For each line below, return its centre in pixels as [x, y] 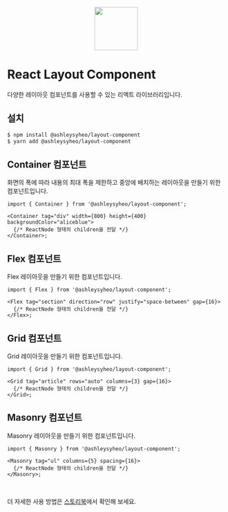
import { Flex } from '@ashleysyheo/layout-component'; [89, 290]
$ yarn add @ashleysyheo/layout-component [69, 141]
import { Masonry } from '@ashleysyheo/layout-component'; [94, 449]
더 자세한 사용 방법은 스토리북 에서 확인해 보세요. [72, 501]
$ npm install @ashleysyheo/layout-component [74, 135]
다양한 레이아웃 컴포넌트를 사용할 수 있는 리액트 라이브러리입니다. [95, 94]
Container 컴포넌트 [47, 164]
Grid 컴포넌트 [35, 338]
